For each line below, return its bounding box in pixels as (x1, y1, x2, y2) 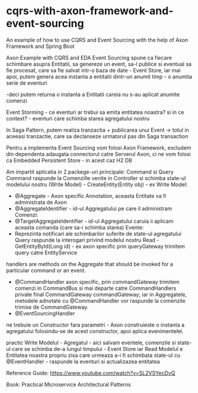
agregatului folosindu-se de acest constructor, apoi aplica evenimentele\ (6, 327, 183, 334)
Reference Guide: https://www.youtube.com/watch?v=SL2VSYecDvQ (6, 369, 175, 376)
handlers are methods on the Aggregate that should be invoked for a (6, 260, 174, 267)
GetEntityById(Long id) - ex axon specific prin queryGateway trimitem (14, 242, 186, 250)
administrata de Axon (14, 199, 67, 206)
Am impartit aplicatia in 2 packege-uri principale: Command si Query (6, 168, 174, 175)
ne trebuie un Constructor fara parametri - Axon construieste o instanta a (6, 321, 185, 328)
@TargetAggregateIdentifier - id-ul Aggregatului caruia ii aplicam (14, 218, 174, 225)
